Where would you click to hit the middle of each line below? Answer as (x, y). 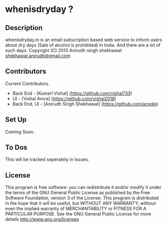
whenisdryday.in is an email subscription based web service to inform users (83, 40)
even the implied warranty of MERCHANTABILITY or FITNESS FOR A (76, 208)
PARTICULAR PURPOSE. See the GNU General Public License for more (78, 214)
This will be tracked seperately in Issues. (47, 159)
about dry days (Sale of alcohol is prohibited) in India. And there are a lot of (83, 45)
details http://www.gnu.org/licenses (42, 219)
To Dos (16, 148)
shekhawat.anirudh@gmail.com (38, 56)
